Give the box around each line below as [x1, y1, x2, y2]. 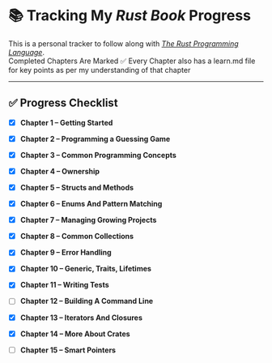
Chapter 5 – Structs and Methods [19, 183, 134, 192]
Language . [8, 47, 45, 57]
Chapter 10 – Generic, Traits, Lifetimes [19, 264, 152, 274]
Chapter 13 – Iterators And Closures [19, 313, 143, 322]
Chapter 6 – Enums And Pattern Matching [19, 199, 163, 209]
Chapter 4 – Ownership [19, 166, 100, 176]
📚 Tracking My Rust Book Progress [8, 6, 252, 25]
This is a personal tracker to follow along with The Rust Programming [8, 38, 239, 49]
